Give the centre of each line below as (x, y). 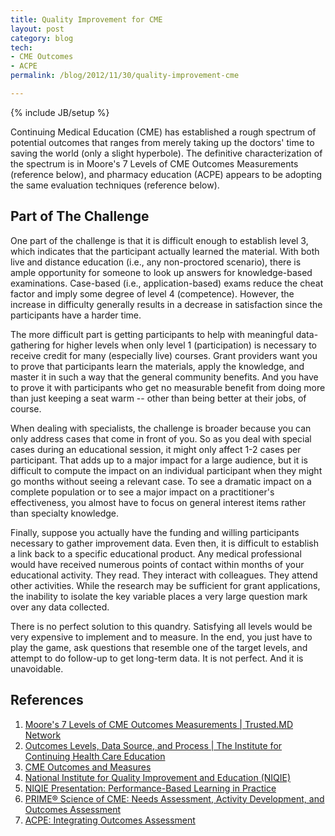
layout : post (37, 29)
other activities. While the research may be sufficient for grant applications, (165, 585)
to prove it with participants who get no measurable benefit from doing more (168, 387)
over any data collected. (60, 607)
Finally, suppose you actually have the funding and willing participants (155, 532)
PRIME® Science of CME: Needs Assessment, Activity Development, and (174, 798)
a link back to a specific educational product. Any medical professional (156, 553)
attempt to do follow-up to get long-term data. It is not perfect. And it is (157, 658)
